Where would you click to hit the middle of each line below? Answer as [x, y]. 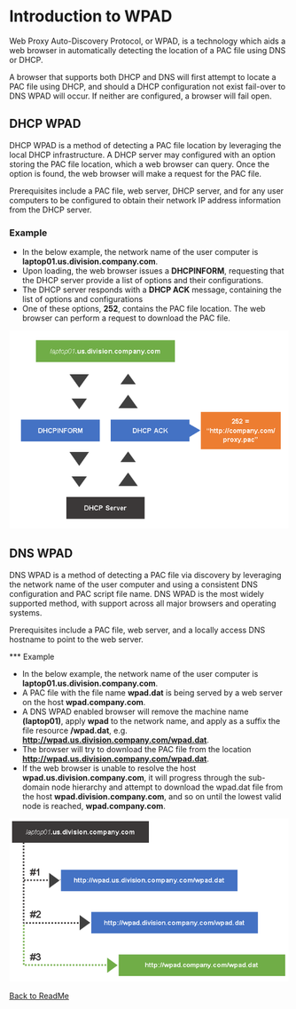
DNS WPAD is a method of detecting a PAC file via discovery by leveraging [145, 575]
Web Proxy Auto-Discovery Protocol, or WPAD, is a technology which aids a [148, 41]
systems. [26, 612]
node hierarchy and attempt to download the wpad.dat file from [167, 787]
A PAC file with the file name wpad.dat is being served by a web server [152, 692]
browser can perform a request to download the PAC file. [126, 318]
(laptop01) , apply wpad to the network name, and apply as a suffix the [151, 720]
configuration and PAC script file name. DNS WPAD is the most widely [136, 593]
